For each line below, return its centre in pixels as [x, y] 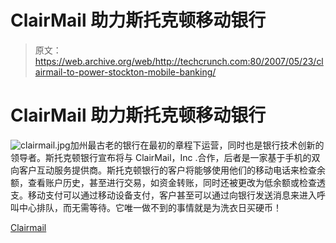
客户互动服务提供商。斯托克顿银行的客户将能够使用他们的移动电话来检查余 [172, 170]
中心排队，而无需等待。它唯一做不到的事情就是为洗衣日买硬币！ [150, 207]
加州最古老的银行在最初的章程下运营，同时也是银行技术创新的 [197, 145]
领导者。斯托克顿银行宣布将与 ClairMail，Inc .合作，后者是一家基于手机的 [161, 157]
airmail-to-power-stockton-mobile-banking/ [125, 72]
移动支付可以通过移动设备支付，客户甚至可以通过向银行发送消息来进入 [172, 195]
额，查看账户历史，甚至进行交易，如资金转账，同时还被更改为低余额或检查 [163, 182]
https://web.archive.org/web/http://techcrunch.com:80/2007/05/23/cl [179, 61]
